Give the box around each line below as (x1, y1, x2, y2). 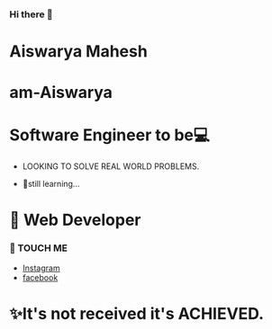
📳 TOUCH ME (9, 242, 68, 254)
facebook (22, 271, 59, 282)
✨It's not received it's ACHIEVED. (9, 303, 264, 324)
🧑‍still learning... (22, 179, 80, 190)
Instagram (22, 262, 60, 273)
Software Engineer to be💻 (9, 125, 210, 146)
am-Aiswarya (9, 83, 113, 102)
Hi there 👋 (9, 8, 54, 21)
